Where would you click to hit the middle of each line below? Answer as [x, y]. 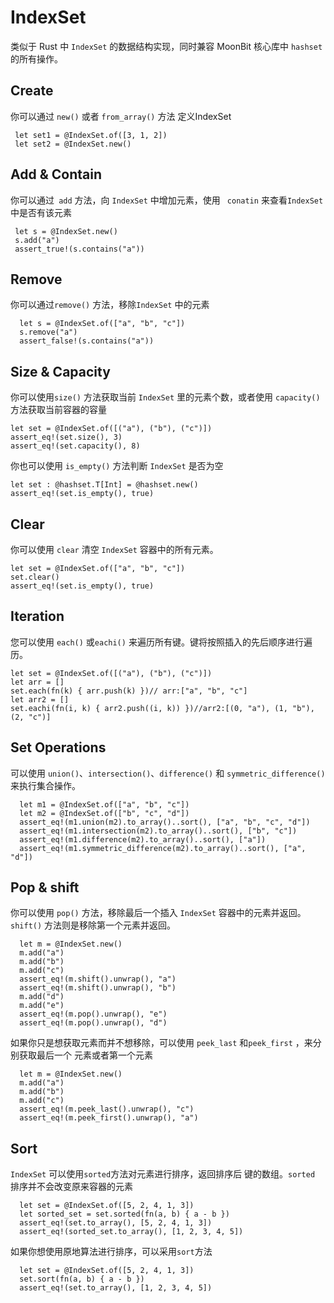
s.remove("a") [48, 332]
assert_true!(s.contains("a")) [79, 249]
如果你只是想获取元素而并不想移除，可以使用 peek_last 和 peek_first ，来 [161, 1043]
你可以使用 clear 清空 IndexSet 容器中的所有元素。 [114, 549]
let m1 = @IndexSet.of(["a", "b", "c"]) [104, 804]
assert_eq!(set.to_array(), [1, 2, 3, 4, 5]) [116, 1288]
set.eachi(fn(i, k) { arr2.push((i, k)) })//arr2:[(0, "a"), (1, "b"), [162, 708]
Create [32, 91]
